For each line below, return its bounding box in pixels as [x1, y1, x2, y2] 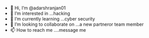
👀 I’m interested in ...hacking [10, 10, 70, 16]
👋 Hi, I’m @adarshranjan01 [10, 5, 66, 11]
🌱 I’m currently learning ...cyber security [10, 16, 95, 22]
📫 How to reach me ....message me [10, 27, 86, 33]
